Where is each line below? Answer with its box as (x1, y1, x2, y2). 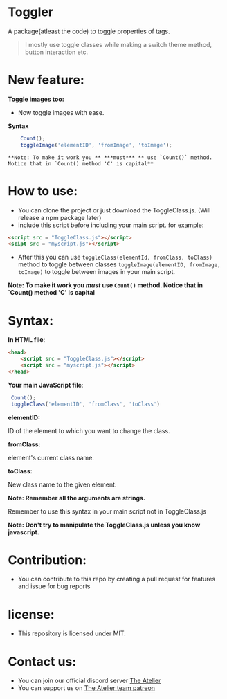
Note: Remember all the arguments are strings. (8, 493, 146, 502)
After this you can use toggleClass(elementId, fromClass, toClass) (17, 253, 213, 262)
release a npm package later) (17, 213, 102, 221)
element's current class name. (8, 453, 94, 462)
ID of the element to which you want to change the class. (8, 426, 170, 435)
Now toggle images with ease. (17, 108, 105, 116)
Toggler (8, 4, 54, 20)
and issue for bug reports (17, 582, 91, 590)
